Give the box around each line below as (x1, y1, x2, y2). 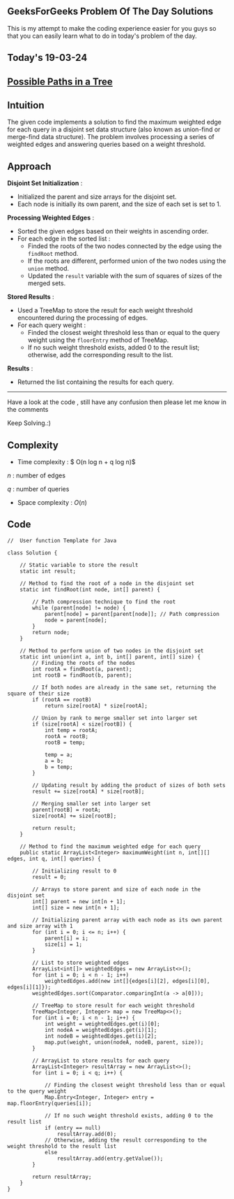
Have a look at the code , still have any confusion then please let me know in (7, 398, 227, 406)
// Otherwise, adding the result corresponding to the (44, 1136, 208, 1144)
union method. (27, 264, 70, 273)
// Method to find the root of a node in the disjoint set (19, 580, 195, 587)
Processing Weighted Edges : (7, 213, 95, 222)
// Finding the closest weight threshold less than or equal (44, 1082, 226, 1089)
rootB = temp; (44, 739, 86, 746)
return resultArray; (32, 1173, 92, 1180)
